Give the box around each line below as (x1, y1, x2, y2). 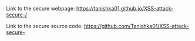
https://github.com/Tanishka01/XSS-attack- (84, 23, 189, 29)
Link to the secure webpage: (6, 5, 75, 12)
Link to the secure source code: (6, 23, 83, 29)
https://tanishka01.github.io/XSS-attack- (76, 5, 174, 12)
